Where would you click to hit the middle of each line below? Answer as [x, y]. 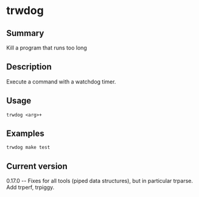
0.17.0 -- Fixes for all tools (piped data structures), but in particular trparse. [100, 181]
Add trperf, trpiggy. [30, 187]
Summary [25, 33]
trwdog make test [28, 148]
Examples [25, 134]
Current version [37, 166]
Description [29, 67]
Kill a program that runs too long [47, 48]
